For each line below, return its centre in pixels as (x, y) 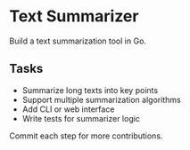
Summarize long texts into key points (90, 90)
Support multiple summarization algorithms (101, 99)
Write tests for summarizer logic (81, 118)
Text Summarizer (74, 16)
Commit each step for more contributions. (86, 136)
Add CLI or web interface (68, 109)
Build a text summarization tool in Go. (78, 41)
